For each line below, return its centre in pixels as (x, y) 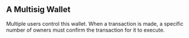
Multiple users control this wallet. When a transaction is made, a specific (95, 23)
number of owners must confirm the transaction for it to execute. (86, 30)
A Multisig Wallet (38, 10)
